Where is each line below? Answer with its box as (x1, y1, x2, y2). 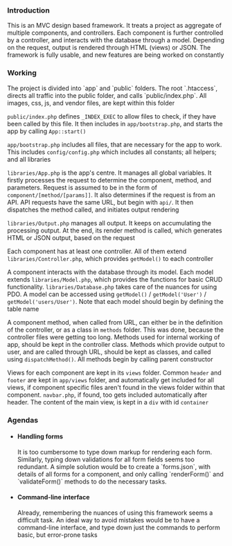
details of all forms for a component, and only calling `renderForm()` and (17, 470, 224, 478)
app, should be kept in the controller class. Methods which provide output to (7, 340, 225, 348)
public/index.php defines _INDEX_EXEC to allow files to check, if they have (7, 112, 217, 120)
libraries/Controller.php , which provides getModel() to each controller (7, 254, 213, 262)
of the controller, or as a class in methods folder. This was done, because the (7, 325, 224, 334)
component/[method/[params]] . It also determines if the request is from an (7, 190, 216, 199)
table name (7, 305, 39, 313)
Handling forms (17, 432, 64, 441)
